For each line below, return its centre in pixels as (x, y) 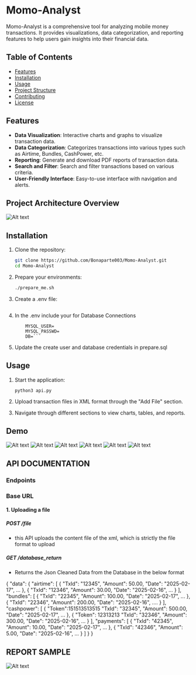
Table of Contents (39, 57)
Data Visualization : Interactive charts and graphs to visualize (88, 135)
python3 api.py (33, 390)
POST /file (19, 523)
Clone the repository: (40, 250)
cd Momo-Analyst (34, 266)
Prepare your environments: (48, 277)
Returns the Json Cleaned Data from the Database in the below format (99, 573)
